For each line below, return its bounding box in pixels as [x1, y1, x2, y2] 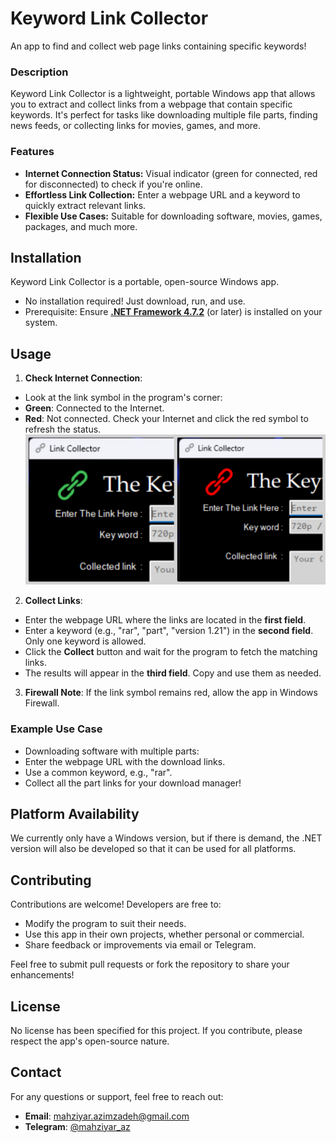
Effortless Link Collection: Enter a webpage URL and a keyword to [24, 188, 301, 201]
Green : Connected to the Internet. [24, 402, 165, 414]
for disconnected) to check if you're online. [24, 178, 203, 190]
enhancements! [10, 969, 75, 981]
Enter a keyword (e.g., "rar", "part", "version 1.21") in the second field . [24, 625, 314, 637]
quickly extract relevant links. [24, 199, 147, 211]
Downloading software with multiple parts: [24, 745, 200, 757]
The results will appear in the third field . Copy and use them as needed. [24, 667, 322, 679]
